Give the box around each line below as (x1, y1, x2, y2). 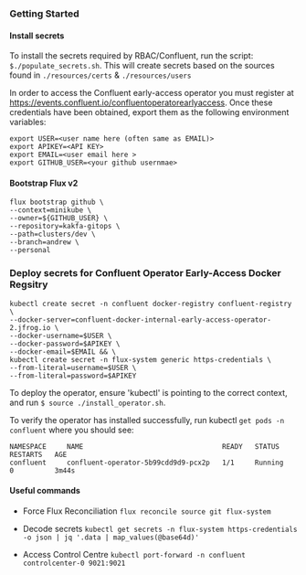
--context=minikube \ (9, 206, 92, 215)
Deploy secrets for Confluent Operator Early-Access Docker (9, 267, 281, 280)
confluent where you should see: (9, 424, 134, 435)
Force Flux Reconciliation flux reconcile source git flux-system (22, 506, 271, 516)
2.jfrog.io (9, 323, 51, 332)
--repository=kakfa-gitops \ (9, 222, 121, 231)
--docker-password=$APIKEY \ (9, 339, 121, 348)
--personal (9, 246, 51, 255)
